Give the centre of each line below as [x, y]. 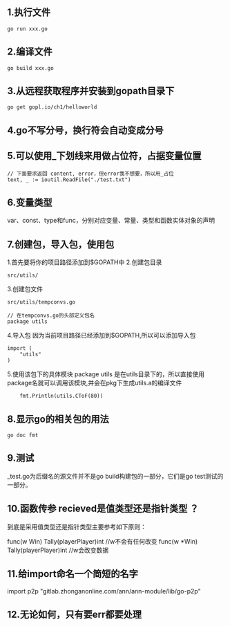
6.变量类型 [30, 203]
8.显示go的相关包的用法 [58, 419]
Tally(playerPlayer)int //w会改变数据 [58, 550]
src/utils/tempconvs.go [41, 302]
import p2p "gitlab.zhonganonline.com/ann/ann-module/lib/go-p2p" [104, 591]
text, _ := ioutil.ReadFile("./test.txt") [69, 179]
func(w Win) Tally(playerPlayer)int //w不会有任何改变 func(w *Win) [103, 541]
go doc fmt [23, 435]
